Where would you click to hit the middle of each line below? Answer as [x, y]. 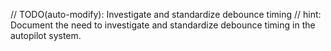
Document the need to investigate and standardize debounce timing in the [163, 25]
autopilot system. [46, 35]
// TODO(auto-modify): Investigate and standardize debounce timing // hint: [166, 14]
